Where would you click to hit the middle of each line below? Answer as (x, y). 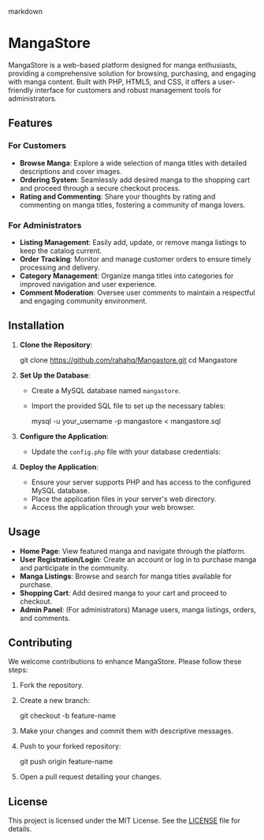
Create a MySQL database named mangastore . (106, 390)
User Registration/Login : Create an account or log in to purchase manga (138, 559)
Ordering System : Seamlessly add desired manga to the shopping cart (135, 180)
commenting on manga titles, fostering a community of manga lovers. (132, 205)
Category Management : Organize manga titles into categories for (126, 276)
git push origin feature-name (66, 762)
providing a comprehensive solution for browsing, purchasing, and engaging (132, 73)
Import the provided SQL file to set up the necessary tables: (128, 406)
